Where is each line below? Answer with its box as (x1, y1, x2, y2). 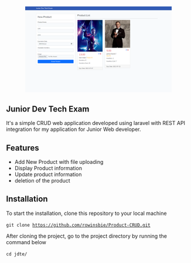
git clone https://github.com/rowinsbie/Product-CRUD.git (6, 222, 151, 228)
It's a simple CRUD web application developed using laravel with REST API (6, 120, 186, 127)
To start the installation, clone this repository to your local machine (6, 210, 167, 217)
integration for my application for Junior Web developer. (6, 126, 141, 133)
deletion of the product (14, 177, 70, 184)
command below (6, 238, 47, 245)
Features (6, 143, 39, 153)
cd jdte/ (6, 251, 28, 257)
